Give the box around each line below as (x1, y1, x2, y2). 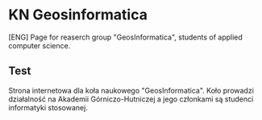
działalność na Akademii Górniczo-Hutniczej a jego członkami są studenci (8, 94, 254, 104)
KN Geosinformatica (8, 6, 148, 24)
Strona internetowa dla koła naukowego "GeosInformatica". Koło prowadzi (8, 85, 254, 95)
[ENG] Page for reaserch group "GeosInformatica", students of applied (8, 32, 243, 42)
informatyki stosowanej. (8, 102, 89, 112)
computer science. (8, 40, 71, 50)
